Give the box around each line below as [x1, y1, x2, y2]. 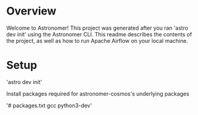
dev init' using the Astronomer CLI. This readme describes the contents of [6, 30, 193, 38]
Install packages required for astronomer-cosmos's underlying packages [6, 90, 189, 97]
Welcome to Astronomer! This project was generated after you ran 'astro [6, 24, 189, 31]
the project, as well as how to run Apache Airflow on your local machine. [6, 37, 188, 44]
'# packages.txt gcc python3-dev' [6, 102, 93, 109]
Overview [6, 4, 57, 18]
